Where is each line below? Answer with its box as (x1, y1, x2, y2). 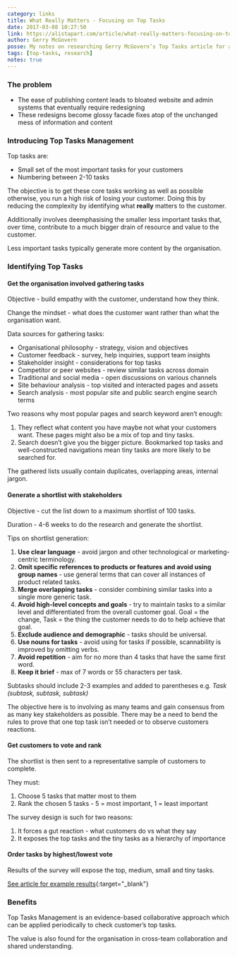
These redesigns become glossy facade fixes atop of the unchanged (17, 111, 218, 119)
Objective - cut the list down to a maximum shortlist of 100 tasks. (7, 506, 196, 515)
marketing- (197, 547, 230, 556)
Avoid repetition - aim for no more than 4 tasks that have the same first (17, 653, 226, 661)
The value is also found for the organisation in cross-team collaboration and (7, 934, 228, 943)
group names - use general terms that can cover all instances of (17, 570, 206, 578)
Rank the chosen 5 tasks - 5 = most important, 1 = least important (17, 799, 208, 807)
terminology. (39, 555, 76, 564)
